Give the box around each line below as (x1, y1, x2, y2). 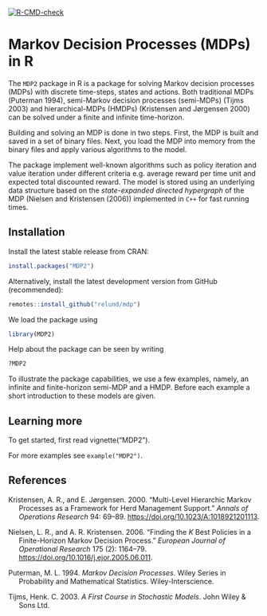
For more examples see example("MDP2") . (8, 450, 143, 461)
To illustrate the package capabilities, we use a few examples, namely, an (8, 374, 249, 384)
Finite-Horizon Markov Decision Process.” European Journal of (18, 536, 226, 545)
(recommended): (8, 285, 64, 294)
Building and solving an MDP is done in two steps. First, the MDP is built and (8, 127, 259, 137)
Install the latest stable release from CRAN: (8, 247, 149, 256)
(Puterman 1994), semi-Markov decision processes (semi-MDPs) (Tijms (8, 96, 245, 105)
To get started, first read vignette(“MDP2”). (8, 435, 150, 445)
